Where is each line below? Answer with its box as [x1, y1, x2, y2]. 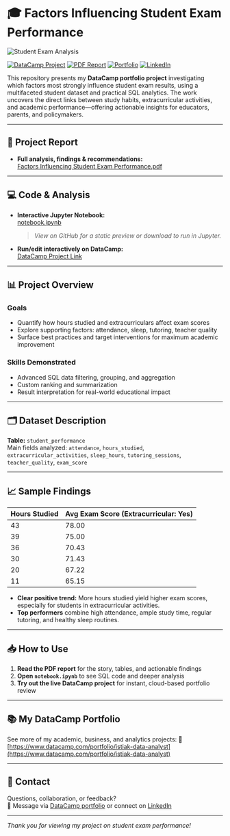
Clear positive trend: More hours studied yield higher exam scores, [16, 594, 208, 602]
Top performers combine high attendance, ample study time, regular [16, 608, 212, 617]
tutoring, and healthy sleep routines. [16, 616, 120, 624]
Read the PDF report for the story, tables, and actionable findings [16, 664, 202, 672]
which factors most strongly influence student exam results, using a [7, 81, 199, 89]
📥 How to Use [7, 643, 68, 654]
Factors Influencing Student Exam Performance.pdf [16, 162, 163, 170]
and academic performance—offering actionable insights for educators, [7, 103, 210, 111]
